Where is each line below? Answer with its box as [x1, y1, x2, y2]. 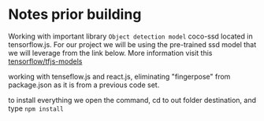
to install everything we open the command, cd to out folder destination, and [8, 95, 257, 104]
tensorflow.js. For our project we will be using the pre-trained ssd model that [8, 39, 257, 49]
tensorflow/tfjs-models [8, 57, 83, 66]
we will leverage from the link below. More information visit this [8, 48, 213, 57]
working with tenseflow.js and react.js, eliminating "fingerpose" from [8, 71, 231, 81]
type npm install [8, 104, 65, 113]
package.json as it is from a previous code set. [8, 80, 160, 90]
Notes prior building [8, 5, 142, 24]
